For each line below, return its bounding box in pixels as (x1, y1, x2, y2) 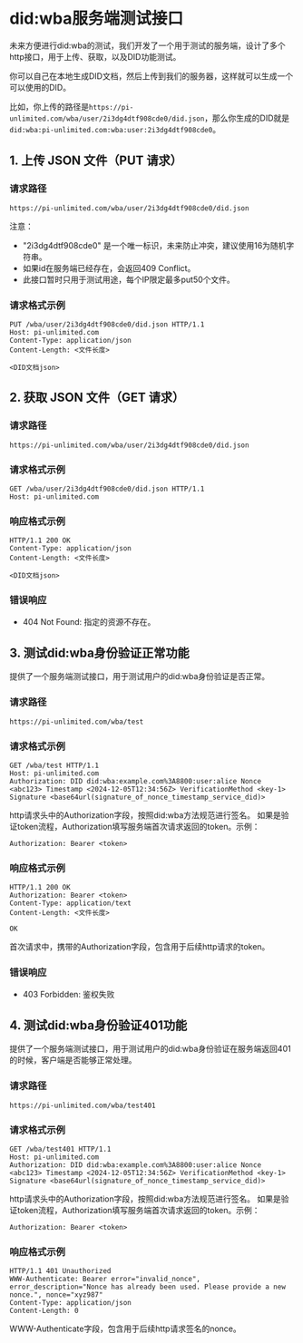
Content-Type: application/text (9, 899, 132, 908)
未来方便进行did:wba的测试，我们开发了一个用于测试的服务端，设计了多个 (9, 40, 286, 51)
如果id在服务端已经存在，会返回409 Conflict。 (22, 262, 196, 273)
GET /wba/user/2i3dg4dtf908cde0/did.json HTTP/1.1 (9, 484, 205, 493)
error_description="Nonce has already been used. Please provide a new (9, 1282, 286, 1292)
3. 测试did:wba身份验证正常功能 (9, 645, 191, 660)
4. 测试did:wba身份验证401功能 (9, 1017, 188, 1033)
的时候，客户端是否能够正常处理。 (9, 1055, 137, 1066)
